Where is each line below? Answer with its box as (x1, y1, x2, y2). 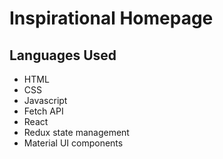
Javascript (23, 95, 68, 106)
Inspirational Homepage (9, 7, 214, 30)
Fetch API (23, 105, 64, 117)
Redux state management (23, 127, 130, 138)
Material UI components (23, 137, 124, 149)
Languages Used (9, 47, 117, 64)
